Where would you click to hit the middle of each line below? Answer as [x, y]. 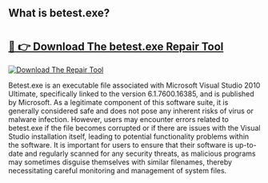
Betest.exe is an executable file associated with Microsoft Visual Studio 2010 [134, 85]
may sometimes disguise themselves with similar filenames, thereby [120, 162]
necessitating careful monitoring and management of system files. [118, 171]
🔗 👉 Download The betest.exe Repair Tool [116, 46]
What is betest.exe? [59, 13]
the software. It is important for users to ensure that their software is [121, 145]
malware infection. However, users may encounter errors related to [119, 119]
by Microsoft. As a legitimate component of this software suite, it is [118, 102]
